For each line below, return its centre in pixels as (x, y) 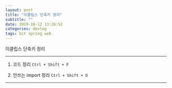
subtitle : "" (19, 19)
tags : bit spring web (28, 34)
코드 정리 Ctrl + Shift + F (41, 64)
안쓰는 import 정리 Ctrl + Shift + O (50, 75)
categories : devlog (26, 29)
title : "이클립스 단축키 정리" (34, 15)
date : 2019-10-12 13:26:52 (34, 24)
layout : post (19, 10)
